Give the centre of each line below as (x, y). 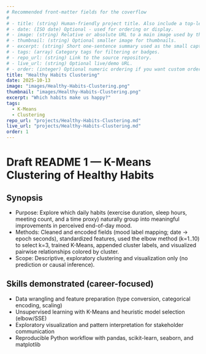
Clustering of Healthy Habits (80, 175)
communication (35, 331)
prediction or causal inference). (55, 265)
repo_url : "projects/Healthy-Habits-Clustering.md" (74, 120)
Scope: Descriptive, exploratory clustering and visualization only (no (101, 258)
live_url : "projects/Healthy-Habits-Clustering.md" (74, 126)
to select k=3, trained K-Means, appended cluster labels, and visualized (106, 245)
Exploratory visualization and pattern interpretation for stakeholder (99, 325)
